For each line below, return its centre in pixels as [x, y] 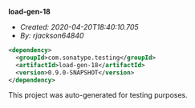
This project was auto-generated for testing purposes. [98, 95]
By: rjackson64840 [52, 36]
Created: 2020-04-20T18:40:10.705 [79, 27]
